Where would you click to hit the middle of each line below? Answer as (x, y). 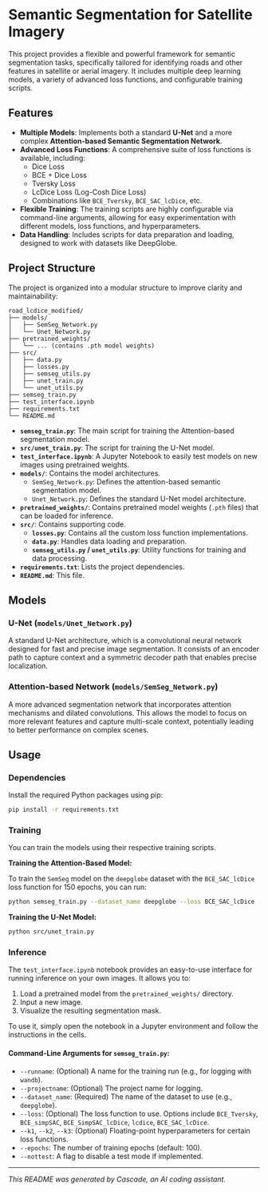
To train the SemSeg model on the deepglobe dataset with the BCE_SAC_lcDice (132, 879)
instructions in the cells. (47, 1035)
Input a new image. (51, 1002)
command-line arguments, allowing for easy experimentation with (128, 217)
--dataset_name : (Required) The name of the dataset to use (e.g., (126, 1096)
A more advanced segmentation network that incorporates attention (120, 704)
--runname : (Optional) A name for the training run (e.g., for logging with (136, 1071)
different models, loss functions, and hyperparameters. (110, 226)
